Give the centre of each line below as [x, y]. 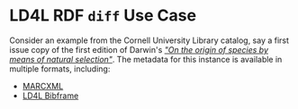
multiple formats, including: [60, 69]
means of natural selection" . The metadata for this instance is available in [146, 59]
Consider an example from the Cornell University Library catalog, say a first [149, 40]
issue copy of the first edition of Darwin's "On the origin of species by [139, 49]
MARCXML [43, 86]
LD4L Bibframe [50, 96]
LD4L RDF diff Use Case [103, 16]
